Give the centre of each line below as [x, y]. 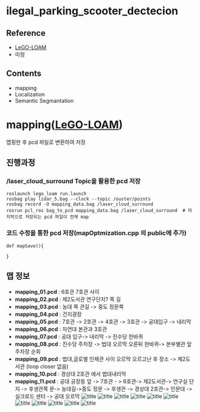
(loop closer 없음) [47, 366]
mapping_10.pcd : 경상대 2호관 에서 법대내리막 [70, 374]
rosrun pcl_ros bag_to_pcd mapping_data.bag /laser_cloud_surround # [96, 211]
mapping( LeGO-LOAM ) [65, 125]
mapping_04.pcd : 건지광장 [48, 314]
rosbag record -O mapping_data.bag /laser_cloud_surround [80, 204]
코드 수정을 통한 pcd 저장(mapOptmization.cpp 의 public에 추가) [96, 233]
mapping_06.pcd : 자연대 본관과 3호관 [61, 329]
